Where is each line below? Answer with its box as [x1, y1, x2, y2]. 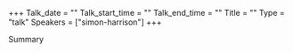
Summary [8, 34, 45, 44]
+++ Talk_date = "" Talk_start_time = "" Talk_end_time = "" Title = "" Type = [8, 8, 286, 18]
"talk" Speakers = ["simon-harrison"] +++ [8, 17, 162, 27]
